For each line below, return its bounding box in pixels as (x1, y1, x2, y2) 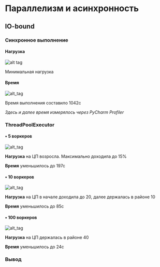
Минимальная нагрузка (5, 69, 54, 74)
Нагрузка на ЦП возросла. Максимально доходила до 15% (5, 153, 127, 160)
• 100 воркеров (5, 214, 37, 220)
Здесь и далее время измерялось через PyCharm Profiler (5, 109, 124, 115)
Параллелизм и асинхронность (5, 3, 139, 14)
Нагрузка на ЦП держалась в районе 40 (5, 235, 89, 240)
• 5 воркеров (5, 133, 32, 139)
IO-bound (5, 22, 35, 30)
